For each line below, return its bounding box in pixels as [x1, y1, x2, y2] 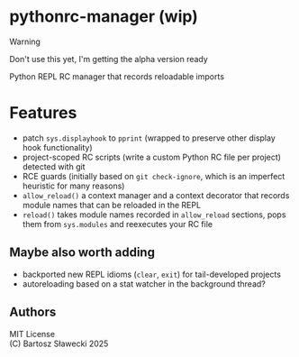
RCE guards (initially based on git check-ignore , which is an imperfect [22, 170, 285, 181]
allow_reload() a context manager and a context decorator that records [22, 189, 290, 200]
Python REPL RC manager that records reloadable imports [9, 70, 225, 82]
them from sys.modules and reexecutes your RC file [22, 218, 213, 229]
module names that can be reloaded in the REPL [22, 199, 201, 210]
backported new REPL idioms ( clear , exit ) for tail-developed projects [22, 269, 282, 279]
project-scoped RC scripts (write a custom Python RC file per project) [22, 151, 282, 162]
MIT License [9, 328, 56, 339]
